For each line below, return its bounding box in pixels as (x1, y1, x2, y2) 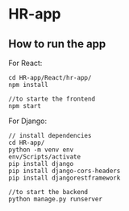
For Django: (8, 116, 47, 126)
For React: (8, 58, 43, 68)
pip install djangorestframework (8, 174, 121, 182)
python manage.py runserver (8, 195, 103, 203)
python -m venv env (8, 146, 74, 154)
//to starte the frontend (8, 95, 95, 103)
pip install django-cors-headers (8, 167, 121, 175)
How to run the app (8, 37, 106, 51)
